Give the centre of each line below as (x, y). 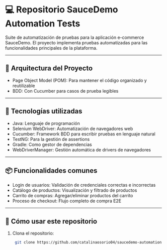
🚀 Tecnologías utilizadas (44, 111)
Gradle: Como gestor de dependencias (52, 144)
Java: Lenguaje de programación (46, 123)
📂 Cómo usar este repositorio (51, 221)
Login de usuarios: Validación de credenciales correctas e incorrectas (84, 185)
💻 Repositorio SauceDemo (62, 10)
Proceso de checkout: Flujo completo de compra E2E (67, 201)
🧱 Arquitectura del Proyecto (49, 68)
